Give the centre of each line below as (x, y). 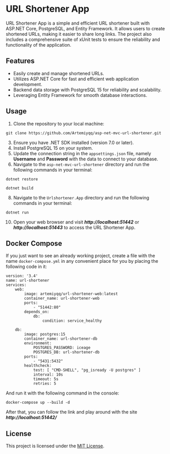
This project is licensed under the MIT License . (55, 446)
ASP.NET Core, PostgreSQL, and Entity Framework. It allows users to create (86, 28)
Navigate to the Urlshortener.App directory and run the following (81, 197)
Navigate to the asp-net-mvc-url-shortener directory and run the (81, 164)
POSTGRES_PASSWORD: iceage (62, 348)
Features (20, 61)
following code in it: (27, 266)
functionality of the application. (39, 45)
